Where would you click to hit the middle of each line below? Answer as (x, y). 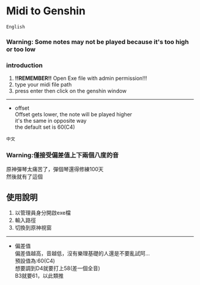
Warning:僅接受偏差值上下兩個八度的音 (62, 155)
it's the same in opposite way (51, 121)
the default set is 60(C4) (45, 127)
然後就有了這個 (24, 176)
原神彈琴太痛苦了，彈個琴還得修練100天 (55, 169)
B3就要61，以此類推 (39, 276)
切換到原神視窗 (33, 228)
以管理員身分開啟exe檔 (43, 213)
